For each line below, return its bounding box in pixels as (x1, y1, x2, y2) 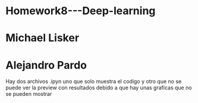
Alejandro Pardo (5, 58, 87, 72)
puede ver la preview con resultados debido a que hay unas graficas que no (5, 84, 192, 91)
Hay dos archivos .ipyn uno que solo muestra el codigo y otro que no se (5, 78, 182, 85)
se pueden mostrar (5, 91, 52, 98)
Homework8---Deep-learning (5, 4, 156, 18)
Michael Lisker (5, 31, 80, 45)
